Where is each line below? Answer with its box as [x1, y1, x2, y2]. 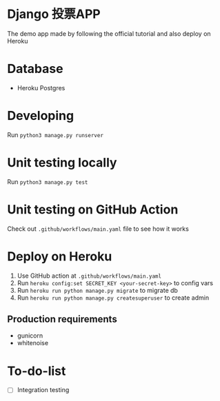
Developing [7, 108, 74, 124]
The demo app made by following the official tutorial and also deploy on [7, 29, 212, 38]
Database [7, 61, 63, 76]
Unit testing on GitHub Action [7, 201, 179, 217]
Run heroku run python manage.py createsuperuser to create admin [17, 294, 209, 302]
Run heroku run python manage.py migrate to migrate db [17, 286, 178, 294]
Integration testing [17, 386, 70, 394]
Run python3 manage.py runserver [7, 130, 103, 138]
